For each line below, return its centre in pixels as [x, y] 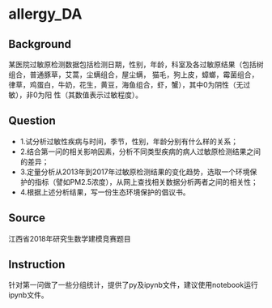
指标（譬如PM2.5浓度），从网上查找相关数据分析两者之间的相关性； [147, 182]
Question [32, 121]
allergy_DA [45, 14]
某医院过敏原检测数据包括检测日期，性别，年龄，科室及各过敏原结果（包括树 [136, 64]
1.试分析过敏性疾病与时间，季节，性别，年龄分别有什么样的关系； [129, 141]
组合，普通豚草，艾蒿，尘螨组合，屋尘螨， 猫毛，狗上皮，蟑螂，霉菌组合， [134, 75]
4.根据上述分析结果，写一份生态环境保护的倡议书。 [105, 192]
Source [27, 218]
